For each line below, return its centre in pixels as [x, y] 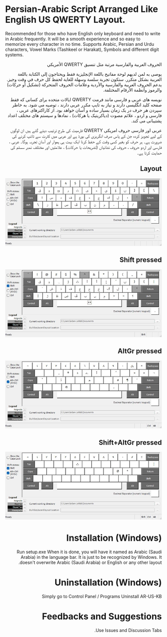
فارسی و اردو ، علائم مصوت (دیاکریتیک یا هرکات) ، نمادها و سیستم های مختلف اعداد [85, 115]
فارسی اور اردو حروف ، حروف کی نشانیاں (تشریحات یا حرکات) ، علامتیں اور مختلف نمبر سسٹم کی [86, 147]
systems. [14, 55]
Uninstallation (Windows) [108, 582]
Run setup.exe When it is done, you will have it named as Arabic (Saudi [89, 552]
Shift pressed [141, 260]
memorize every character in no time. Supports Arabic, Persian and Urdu [80, 44]
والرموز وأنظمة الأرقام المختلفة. [132, 90]
